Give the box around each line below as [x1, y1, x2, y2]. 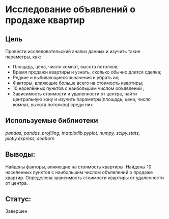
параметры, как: [5, 54, 42, 60]
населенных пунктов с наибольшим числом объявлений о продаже [5, 169, 153, 175]
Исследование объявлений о [5, 4, 136, 15]
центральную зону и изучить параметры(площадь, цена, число [12, 96, 151, 102]
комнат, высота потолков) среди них [12, 102, 93, 108]
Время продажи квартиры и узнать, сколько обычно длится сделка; [12, 69, 162, 75]
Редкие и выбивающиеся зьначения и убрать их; [12, 75, 120, 80]
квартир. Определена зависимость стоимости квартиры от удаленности [5, 175, 164, 181]
